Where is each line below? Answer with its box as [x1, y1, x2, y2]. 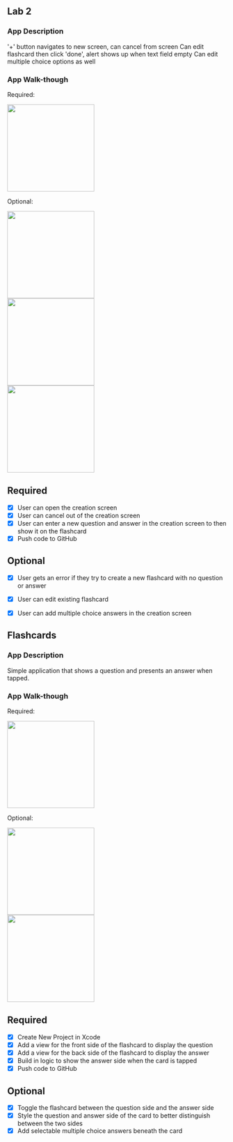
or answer [17, 581, 47, 590]
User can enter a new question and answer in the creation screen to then [17, 519, 227, 527]
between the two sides [17, 1119, 83, 1128]
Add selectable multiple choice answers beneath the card [17, 1127, 183, 1135]
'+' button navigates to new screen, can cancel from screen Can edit [7, 42, 204, 51]
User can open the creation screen [17, 503, 118, 512]
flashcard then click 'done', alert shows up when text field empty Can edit [7, 50, 218, 58]
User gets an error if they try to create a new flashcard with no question [17, 573, 223, 581]
